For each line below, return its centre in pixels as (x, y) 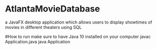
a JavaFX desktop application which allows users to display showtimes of (78, 22)
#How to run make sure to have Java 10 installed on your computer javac (78, 37)
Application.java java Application (38, 41)
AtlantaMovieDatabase (52, 9)
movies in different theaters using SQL (43, 27)
